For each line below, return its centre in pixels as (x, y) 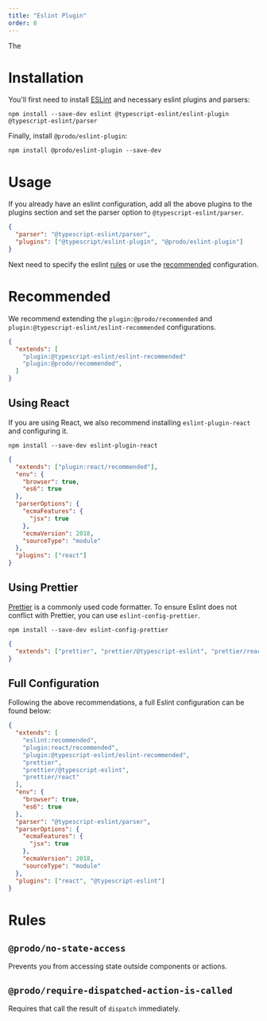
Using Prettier (43, 588)
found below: (30, 711)
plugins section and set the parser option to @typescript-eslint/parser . (126, 212)
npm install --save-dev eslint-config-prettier (89, 630)
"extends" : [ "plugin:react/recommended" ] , (87, 467)
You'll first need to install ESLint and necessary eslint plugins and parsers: (129, 99)
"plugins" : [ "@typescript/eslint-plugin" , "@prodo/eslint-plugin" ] (130, 242)
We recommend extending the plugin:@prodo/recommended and (110, 318)
